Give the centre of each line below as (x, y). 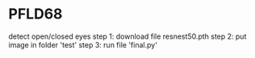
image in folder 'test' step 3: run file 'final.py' (83, 44)
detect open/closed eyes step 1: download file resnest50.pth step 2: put (127, 36)
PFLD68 (36, 14)
